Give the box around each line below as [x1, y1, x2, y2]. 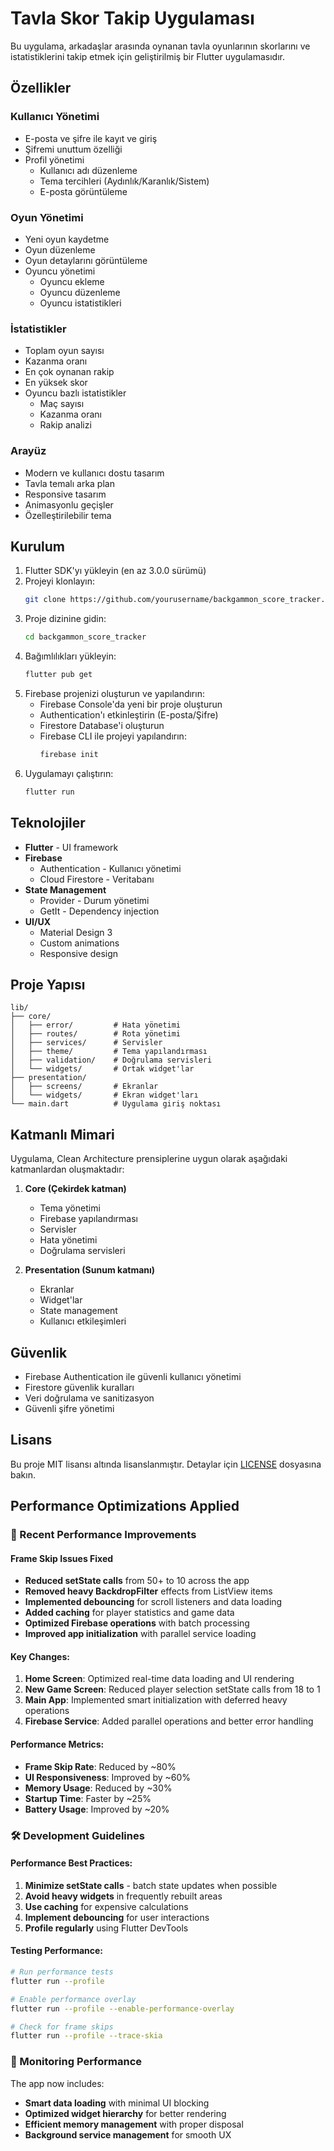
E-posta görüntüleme [39, 185, 128, 197]
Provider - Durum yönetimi [39, 894, 150, 906]
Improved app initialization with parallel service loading [24, 1628, 257, 1640]
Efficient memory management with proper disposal [24, 2118, 244, 2130]
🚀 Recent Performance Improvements [10, 1528, 197, 1542]
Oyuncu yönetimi [24, 265, 96, 277]
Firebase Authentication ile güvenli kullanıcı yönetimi [24, 1370, 242, 1382]
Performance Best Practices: [10, 1857, 133, 1869]
